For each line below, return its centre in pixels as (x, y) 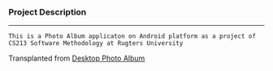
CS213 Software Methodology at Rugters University (96, 44)
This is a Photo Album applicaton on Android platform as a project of (132, 36)
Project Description (48, 12)
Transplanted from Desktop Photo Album (77, 58)
